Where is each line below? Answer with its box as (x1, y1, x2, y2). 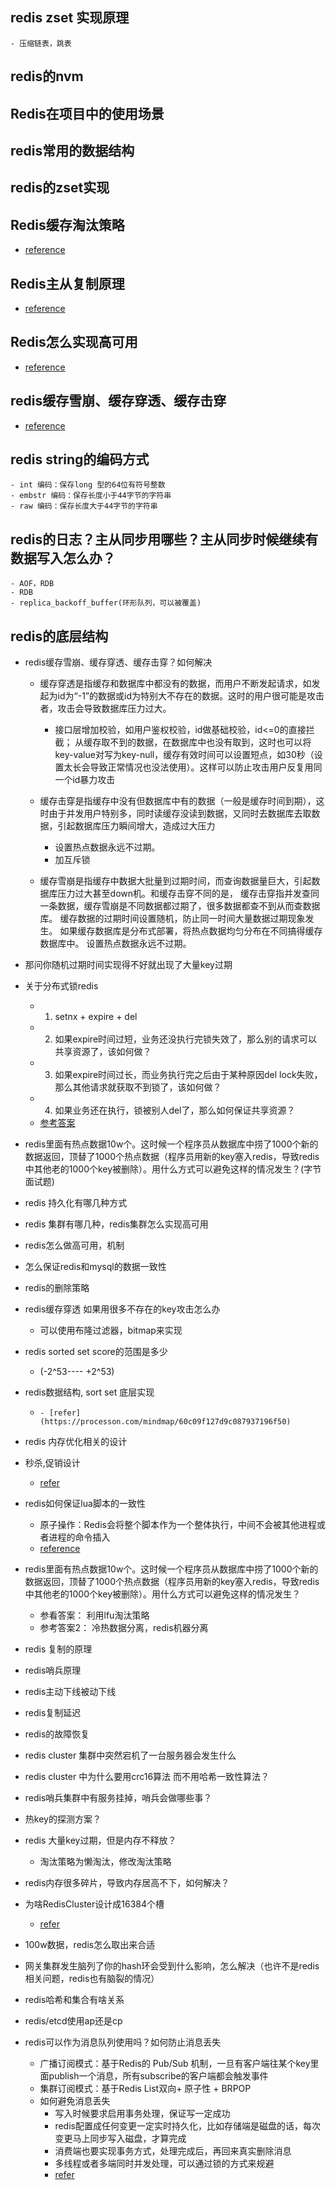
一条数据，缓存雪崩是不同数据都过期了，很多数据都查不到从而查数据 (39, 900, 321, 912)
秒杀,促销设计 (24, 1457, 81, 1469)
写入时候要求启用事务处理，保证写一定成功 (54, 2108, 231, 2120)
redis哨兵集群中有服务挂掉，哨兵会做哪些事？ (24, 1792, 213, 1804)
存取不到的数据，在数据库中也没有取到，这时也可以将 (92, 736, 312, 748)
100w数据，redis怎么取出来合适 (24, 1939, 156, 1951)
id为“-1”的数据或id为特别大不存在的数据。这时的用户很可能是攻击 (57, 690, 325, 702)
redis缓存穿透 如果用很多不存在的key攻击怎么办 (24, 1303, 221, 1315)
